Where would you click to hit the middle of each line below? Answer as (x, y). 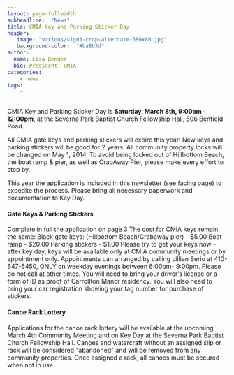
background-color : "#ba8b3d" (60, 46)
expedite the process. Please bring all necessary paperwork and (100, 191)
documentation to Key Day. (46, 198)
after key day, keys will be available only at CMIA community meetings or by (117, 251)
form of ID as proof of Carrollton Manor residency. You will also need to (110, 281)
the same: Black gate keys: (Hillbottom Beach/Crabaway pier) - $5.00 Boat (115, 237)
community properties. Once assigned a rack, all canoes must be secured (114, 358)
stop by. (19, 170)
